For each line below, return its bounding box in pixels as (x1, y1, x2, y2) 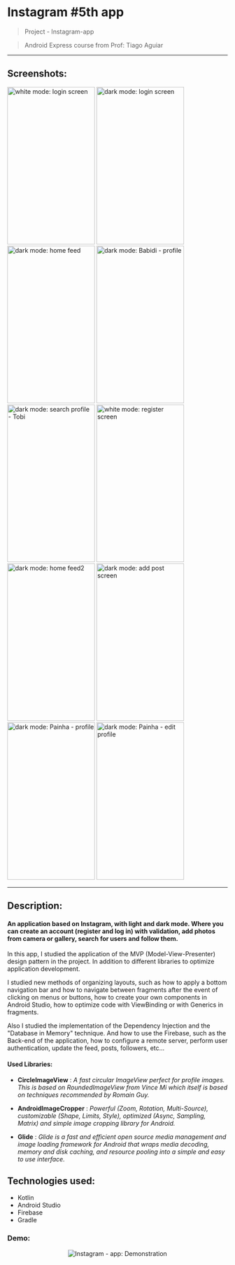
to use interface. (17, 1154, 65, 1163)
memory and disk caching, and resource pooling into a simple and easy (17, 1147, 225, 1156)
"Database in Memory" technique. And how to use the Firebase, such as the (7, 1029, 227, 1037)
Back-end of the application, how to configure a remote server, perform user (7, 1037, 228, 1045)
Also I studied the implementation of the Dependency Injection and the (7, 1021, 211, 1030)
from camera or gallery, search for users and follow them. (7, 934, 178, 942)
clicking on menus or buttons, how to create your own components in (7, 993, 208, 1002)
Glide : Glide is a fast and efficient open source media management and (17, 1132, 227, 1141)
